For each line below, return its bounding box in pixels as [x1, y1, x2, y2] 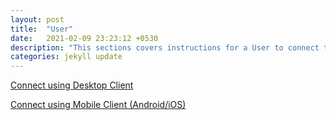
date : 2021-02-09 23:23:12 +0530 [10, 33, 159, 43]
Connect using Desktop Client [10, 79, 134, 91]
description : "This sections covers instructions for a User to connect [10, 42, 320, 53]
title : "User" [10, 24, 74, 34]
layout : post [10, 14, 65, 25]
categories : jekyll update [10, 52, 123, 62]
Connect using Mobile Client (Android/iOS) [10, 99, 187, 111]
